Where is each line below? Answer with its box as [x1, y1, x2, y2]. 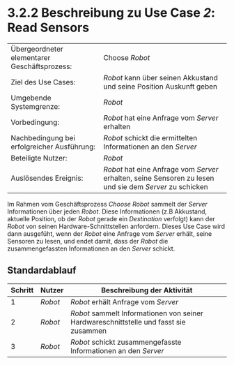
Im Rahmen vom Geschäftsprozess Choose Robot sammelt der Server [7, 200, 208, 208]
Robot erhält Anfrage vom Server [70, 297, 179, 306]
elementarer [10, 52, 51, 62]
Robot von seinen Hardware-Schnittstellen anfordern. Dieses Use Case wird [7, 222, 225, 230]
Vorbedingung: [10, 117, 60, 127]
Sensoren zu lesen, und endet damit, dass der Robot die [7, 237, 169, 245]
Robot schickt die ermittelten [103, 133, 198, 142]
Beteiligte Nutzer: [10, 153, 68, 163]
